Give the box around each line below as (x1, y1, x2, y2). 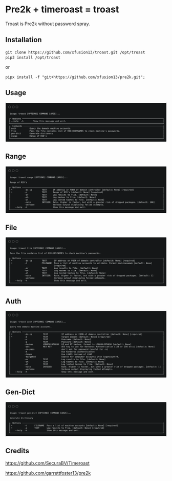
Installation (5, 35, 42, 44)
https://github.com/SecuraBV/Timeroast (5, 460, 90, 466)
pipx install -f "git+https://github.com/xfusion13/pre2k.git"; (5, 75, 145, 80)
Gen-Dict (5, 388, 35, 397)
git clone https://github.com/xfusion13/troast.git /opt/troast (5, 50, 145, 55)
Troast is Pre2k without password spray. (5, 21, 91, 27)
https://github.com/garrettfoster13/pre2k (5, 470, 91, 476)
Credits (5, 446, 30, 455)
